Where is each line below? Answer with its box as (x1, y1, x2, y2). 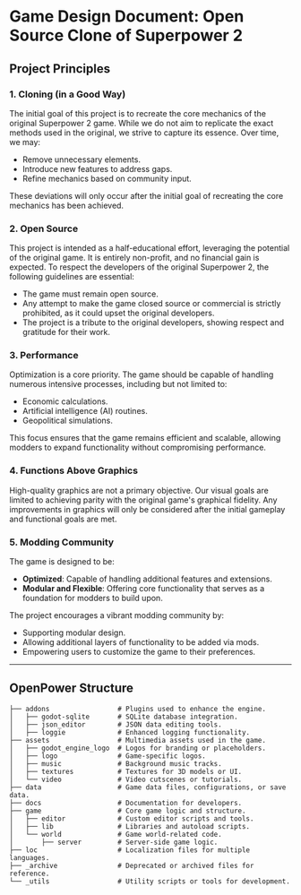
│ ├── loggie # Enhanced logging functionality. (9, 727, 251, 736)
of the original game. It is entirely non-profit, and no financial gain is (9, 253, 260, 263)
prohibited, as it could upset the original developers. (21, 307, 215, 319)
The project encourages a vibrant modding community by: (9, 610, 225, 621)
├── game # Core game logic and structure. (9, 806, 246, 815)
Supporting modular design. (21, 627, 126, 638)
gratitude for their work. (21, 327, 110, 338)
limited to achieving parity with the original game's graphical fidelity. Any (9, 495, 278, 505)
